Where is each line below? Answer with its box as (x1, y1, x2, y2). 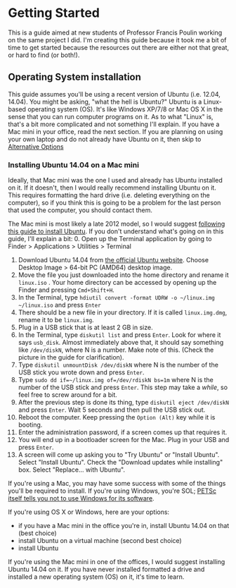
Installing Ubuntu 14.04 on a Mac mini (8, 160, 140, 170)
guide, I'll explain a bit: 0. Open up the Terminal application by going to (8, 235, 212, 243)
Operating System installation (8, 71, 141, 83)
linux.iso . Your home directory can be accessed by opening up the (18, 278, 217, 287)
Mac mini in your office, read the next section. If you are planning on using (8, 127, 223, 135)
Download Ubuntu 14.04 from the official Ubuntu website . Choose (18, 256, 209, 264)
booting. (18, 421, 43, 429)
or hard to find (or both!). (8, 51, 80, 59)
